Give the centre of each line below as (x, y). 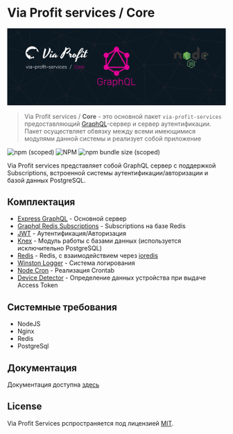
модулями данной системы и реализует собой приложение (113, 138)
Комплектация (41, 202)
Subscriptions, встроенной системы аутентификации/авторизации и (108, 172)
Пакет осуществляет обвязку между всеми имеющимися (110, 131)
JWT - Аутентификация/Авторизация (72, 234)
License (25, 407)
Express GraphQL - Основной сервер (72, 219)
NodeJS (29, 324)
